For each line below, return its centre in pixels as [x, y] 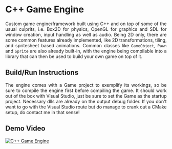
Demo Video [25, 129]
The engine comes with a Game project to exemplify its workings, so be [86, 85]
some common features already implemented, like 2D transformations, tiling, [86, 40]
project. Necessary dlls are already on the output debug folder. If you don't [86, 101]
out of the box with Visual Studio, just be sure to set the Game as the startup [86, 96]
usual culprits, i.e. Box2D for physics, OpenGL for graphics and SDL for [86, 29]
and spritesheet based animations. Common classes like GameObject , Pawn [86, 45]
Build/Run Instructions [42, 73]
